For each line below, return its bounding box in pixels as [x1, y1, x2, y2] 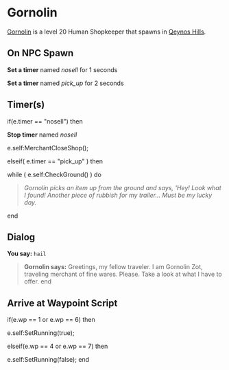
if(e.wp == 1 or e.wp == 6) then [7, 316, 96, 324]
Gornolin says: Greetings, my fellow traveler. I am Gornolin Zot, [23, 263, 204, 271]
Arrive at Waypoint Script [7, 297, 118, 309]
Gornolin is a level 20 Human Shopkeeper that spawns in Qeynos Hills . [7, 27, 206, 36]
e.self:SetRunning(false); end [7, 356, 90, 364]
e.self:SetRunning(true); [7, 329, 75, 337]
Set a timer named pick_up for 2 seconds [7, 79, 125, 87]
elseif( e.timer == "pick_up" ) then [7, 157, 103, 165]
